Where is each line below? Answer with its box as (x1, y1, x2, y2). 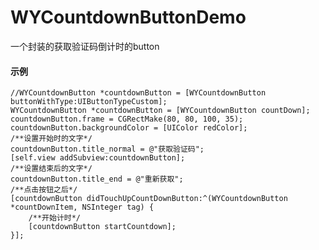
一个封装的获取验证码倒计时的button (10, 40, 160, 52)
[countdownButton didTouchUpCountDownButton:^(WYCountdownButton (10, 194, 288, 204)
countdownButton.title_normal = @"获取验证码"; (10, 144, 205, 155)
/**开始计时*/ (28, 213, 81, 223)
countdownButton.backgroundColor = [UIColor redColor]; (10, 123, 248, 133)
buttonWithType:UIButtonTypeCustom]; (10, 97, 168, 107)
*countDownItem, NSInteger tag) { (10, 202, 155, 213)
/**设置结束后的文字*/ (10, 164, 93, 174)
